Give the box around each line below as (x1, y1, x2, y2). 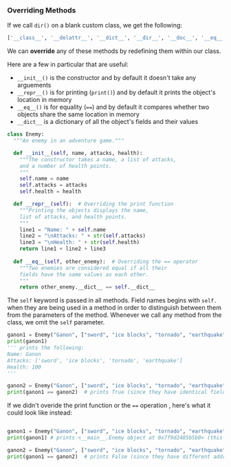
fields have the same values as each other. (19, 271, 149, 278)
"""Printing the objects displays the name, (19, 207, 149, 214)
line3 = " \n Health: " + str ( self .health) (19, 239, 140, 246)
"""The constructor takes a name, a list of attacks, (19, 156, 177, 163)
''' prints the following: (7, 344, 85, 351)
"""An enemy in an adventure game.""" (13, 137, 125, 145)
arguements (16, 81, 52, 90)
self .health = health (19, 188, 81, 195)
